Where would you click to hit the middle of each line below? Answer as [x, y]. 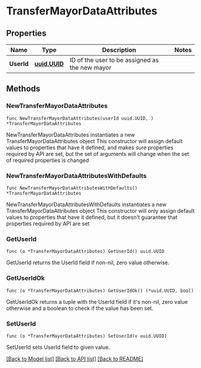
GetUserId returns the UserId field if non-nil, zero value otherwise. [88, 263]
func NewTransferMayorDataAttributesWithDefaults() [72, 188]
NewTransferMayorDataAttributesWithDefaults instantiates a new [86, 204]
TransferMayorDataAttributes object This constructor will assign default [95, 141]
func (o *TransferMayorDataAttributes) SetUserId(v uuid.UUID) [87, 336]
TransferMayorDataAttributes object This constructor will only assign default [100, 210]
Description [119, 50]
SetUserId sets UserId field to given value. [58, 347]
